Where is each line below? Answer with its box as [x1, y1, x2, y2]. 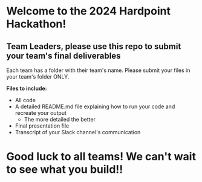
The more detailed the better [24, 116, 96, 123]
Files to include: [6, 85, 47, 92]
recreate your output [15, 109, 67, 116]
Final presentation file [15, 122, 70, 129]
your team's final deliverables [6, 50, 121, 61]
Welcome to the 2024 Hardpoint [6, 4, 171, 18]
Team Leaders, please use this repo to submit [6, 41, 181, 51]
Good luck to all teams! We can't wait [6, 150, 197, 164]
